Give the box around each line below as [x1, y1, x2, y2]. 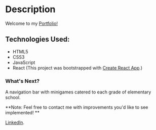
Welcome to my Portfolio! [5, 20, 58, 26]
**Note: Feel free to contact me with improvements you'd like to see [5, 104, 148, 110]
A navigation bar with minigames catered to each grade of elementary [5, 89, 151, 95]
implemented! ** [5, 110, 40, 116]
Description [5, 4, 56, 15]
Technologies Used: [5, 35, 70, 44]
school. [5, 94, 21, 101]
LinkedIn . [5, 119, 24, 125]
